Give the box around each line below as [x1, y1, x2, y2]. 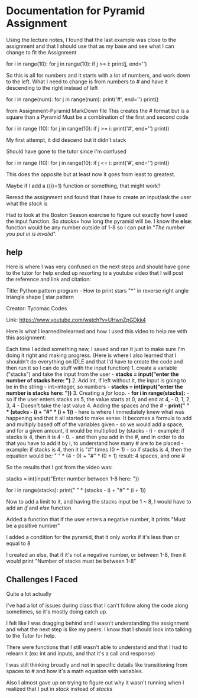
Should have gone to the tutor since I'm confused [6, 148, 127, 155]
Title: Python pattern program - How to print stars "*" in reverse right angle [6, 287, 189, 294]
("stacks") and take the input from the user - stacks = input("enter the [6, 371, 179, 378]
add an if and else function [6, 504, 72, 511]
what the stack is [6, 200, 48, 207]
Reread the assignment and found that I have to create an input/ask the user [6, 193, 191, 200]
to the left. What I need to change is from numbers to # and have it [6, 78, 168, 85]
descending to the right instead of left [6, 84, 98, 91]
